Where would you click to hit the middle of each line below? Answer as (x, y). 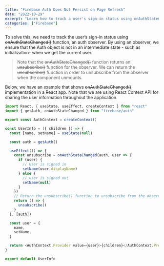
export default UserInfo (30, 259)
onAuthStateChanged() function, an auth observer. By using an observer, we (82, 42)
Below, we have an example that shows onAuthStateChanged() (68, 87)
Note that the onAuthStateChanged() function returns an (74, 62)
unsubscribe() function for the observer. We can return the (76, 67)
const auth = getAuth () (33, 142)
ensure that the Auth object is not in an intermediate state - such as (73, 47)
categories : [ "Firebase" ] (31, 23)
